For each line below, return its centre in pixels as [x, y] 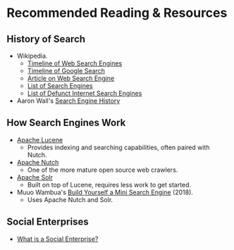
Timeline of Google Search [66, 71]
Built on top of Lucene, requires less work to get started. [109, 185]
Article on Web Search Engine [71, 78]
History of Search [46, 39]
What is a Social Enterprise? [57, 239]
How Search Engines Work [66, 123]
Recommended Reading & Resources [117, 13]
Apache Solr [35, 177]
